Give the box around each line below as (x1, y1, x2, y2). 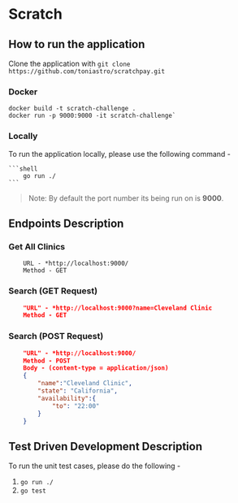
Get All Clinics (8, 241, 66, 252)
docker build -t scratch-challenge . (8, 105, 136, 113)
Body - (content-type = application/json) (23, 364, 169, 372)
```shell (8, 164, 38, 173)
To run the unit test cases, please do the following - (8, 461, 181, 471)
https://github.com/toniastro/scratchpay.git (8, 67, 165, 76)
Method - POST (23, 357, 71, 365)
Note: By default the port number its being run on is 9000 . (28, 193, 224, 203)
